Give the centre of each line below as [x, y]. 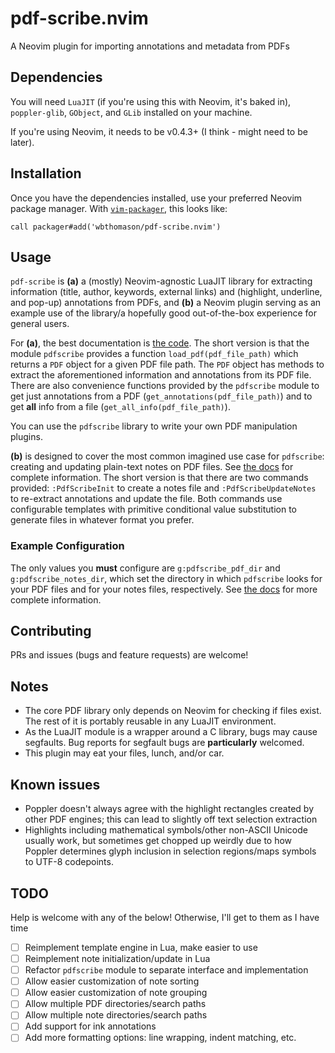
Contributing [51, 631]
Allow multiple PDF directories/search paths [115, 1004]
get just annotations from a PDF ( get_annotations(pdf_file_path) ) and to [161, 396]
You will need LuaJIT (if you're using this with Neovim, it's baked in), [151, 101]
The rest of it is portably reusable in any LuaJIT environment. [150, 721]
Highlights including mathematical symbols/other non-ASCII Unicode [166, 830]
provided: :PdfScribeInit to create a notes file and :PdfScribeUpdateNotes [163, 488]
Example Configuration [67, 546]
